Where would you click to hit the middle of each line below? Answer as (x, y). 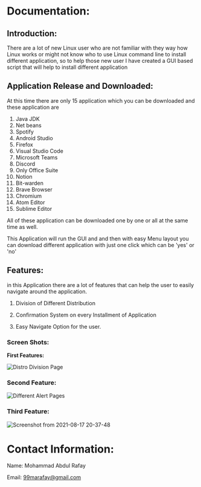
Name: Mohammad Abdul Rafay (46, 466)
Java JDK (27, 118)
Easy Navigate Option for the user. (58, 326)
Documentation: (48, 11)
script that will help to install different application (67, 67)
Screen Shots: (28, 342)
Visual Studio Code (40, 151)
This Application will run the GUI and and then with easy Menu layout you (98, 238)
